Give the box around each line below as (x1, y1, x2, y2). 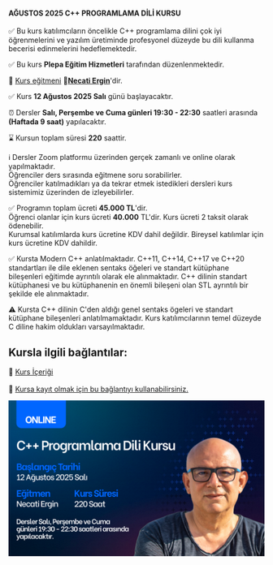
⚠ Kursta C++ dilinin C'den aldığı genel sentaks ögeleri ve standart (8, 304, 233, 314)
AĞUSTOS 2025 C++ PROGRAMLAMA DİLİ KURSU (8, 8, 181, 18)
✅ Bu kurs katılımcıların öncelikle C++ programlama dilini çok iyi (8, 26, 222, 36)
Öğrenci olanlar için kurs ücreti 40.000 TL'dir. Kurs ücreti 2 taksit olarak (8, 213, 249, 222)
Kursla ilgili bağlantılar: (8, 345, 128, 359)
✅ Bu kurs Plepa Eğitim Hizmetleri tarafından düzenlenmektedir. (8, 59, 225, 70)
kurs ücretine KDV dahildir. (8, 238, 97, 248)
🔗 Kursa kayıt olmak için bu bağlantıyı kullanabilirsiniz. (8, 384, 189, 395)
